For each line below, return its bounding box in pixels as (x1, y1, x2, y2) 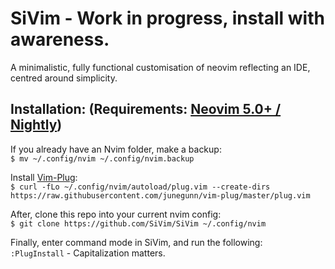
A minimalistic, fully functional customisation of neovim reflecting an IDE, (10, 61, 311, 73)
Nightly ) (10, 117, 63, 134)
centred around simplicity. (10, 72, 118, 84)
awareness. (10, 28, 110, 51)
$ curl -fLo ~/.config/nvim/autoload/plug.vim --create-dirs (10, 182, 271, 192)
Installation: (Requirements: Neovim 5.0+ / (10, 101, 282, 118)
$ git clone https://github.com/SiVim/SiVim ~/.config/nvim (10, 218, 267, 229)
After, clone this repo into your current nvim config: (10, 208, 222, 220)
